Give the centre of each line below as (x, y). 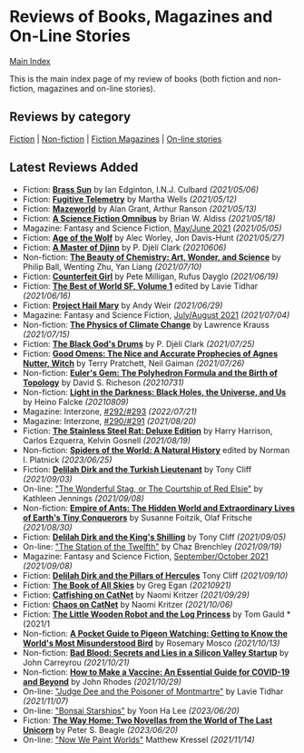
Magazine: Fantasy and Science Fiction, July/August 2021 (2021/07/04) (156, 314)
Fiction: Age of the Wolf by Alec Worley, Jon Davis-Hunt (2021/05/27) (153, 237)
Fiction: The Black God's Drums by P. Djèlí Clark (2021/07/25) (139, 343)
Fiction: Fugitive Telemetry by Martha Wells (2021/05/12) (130, 199)
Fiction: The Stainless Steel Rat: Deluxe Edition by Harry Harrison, (147, 431)
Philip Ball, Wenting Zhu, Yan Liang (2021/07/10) (112, 266)
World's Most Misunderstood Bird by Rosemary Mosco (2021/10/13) (151, 643)
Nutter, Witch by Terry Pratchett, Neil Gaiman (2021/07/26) (133, 363)
